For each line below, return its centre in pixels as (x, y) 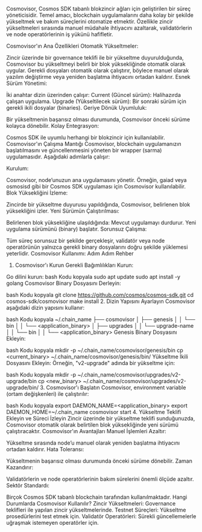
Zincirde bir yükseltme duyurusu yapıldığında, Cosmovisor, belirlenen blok (98, 205)
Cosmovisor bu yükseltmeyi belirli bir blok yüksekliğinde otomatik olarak (96, 64)
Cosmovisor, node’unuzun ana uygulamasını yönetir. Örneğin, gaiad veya (96, 180)
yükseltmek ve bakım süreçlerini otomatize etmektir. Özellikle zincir (90, 21)
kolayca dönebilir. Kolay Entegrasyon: (53, 126)
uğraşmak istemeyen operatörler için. (53, 523)
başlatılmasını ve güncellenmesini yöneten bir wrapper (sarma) (84, 150)
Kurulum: (17, 168)
